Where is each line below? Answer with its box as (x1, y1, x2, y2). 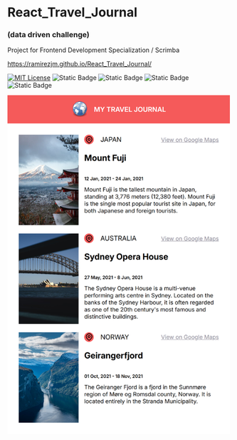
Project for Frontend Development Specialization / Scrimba (7, 46, 180, 54)
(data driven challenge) (7, 30, 90, 40)
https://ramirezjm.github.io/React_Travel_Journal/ (7, 60, 152, 68)
